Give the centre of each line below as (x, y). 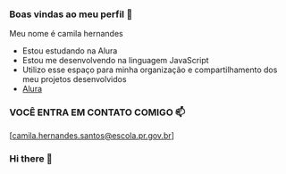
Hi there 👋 (31, 158)
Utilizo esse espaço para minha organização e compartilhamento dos (150, 70)
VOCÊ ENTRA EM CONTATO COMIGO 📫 (97, 112)
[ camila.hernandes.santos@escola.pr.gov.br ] (92, 135)
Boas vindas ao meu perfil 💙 (71, 14)
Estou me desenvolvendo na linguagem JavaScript (115, 61)
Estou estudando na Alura (70, 51)
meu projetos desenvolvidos (74, 79)
